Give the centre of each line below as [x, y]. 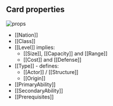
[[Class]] [25, 41]
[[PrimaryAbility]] [35, 84]
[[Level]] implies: [35, 47]
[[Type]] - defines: [37, 66]
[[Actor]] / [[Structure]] [51, 72]
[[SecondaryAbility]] [38, 90]
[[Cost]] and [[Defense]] [52, 59]
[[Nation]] [26, 35]
